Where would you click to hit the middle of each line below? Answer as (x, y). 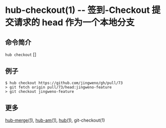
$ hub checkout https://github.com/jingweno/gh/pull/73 (64, 83)
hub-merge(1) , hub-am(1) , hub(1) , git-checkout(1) (55, 120)
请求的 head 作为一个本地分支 (74, 22)
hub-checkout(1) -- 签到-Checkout (78, 10)
